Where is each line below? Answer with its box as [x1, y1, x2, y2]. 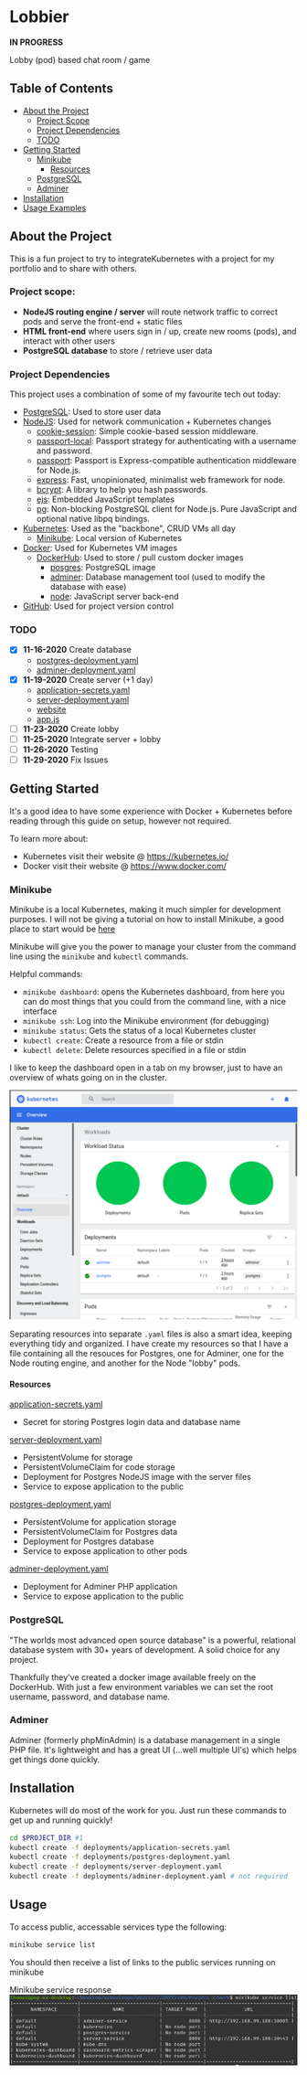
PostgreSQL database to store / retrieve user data [22, 345, 213, 356]
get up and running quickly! [9, 1814, 113, 1825]
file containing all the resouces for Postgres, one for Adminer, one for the [9, 1348, 284, 1359]
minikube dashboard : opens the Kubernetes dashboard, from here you [22, 985, 285, 997]
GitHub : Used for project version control [22, 601, 174, 612]
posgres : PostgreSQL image [49, 562, 156, 573]
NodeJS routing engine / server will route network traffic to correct [22, 306, 279, 317]
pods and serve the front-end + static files [22, 315, 183, 326]
